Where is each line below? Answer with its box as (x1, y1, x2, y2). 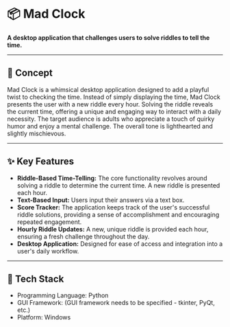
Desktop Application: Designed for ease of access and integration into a (16, 239, 223, 248)
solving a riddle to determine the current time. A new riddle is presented (16, 181, 220, 190)
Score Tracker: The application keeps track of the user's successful (16, 203, 210, 211)
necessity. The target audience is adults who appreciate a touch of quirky (7, 115, 215, 123)
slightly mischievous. (7, 129, 66, 137)
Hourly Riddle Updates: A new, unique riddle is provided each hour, (16, 225, 209, 233)
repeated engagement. (16, 218, 82, 226)
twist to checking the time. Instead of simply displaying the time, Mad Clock (7, 93, 220, 101)
